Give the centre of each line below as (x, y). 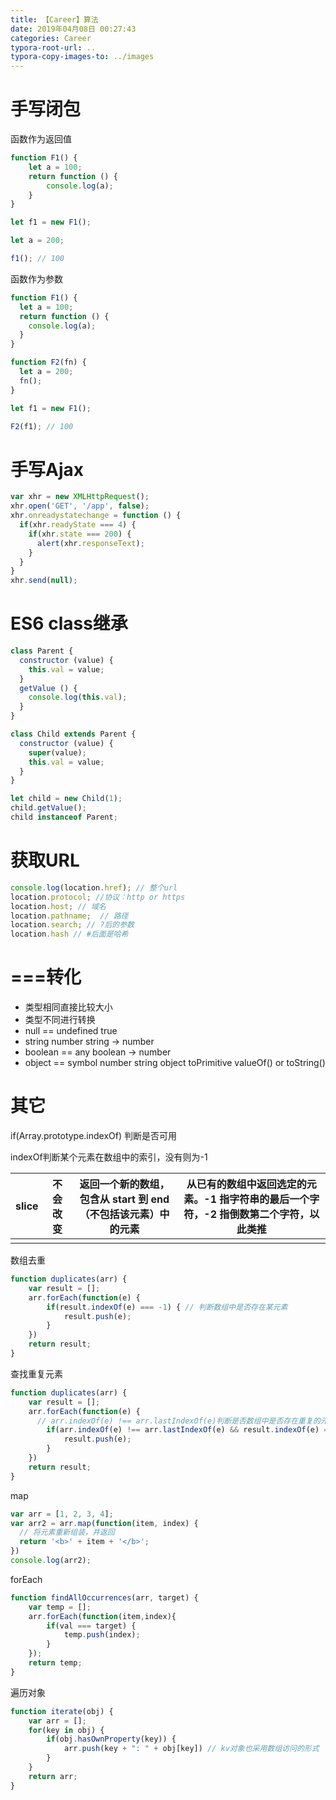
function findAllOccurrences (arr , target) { (104, 1597)
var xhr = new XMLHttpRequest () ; (80, 497)
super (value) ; (57, 752)
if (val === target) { (91, 1626)
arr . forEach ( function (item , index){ (102, 1616)
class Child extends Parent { (73, 734)
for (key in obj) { (66, 1730)
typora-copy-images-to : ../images (82, 57)
